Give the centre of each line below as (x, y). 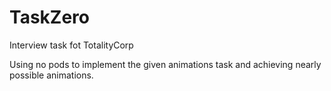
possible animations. (51, 75)
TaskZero (49, 17)
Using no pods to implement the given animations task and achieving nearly (165, 64)
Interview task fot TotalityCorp (71, 45)
